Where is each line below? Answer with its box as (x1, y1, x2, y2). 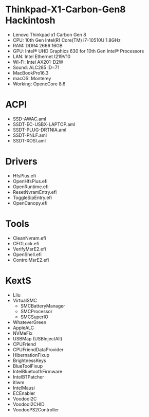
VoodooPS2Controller (12, 406, 59, 412)
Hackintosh (5, 14, 55, 26)
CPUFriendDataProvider (12, 346, 64, 353)
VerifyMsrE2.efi (12, 246, 46, 252)
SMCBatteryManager (20, 302, 65, 309)
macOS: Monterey (12, 75, 51, 81)
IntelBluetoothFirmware (12, 368, 63, 374)
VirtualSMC (12, 297, 38, 303)
